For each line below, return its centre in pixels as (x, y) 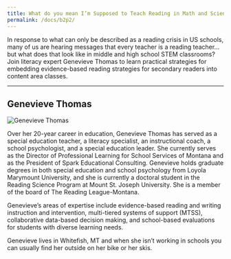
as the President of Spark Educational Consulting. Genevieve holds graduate (115, 163)
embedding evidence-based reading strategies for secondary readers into (112, 69)
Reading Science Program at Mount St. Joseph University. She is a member (114, 185)
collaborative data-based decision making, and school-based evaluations (111, 220)
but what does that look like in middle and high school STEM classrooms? (111, 54)
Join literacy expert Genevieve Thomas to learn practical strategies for (107, 61)
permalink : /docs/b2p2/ (41, 20)
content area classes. (37, 76)
